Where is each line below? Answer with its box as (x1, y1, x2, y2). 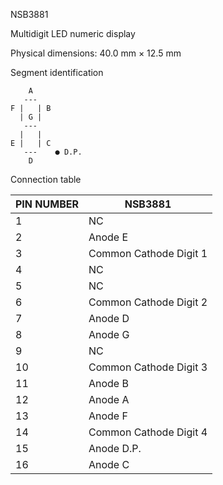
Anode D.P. (88, 442, 142, 455)
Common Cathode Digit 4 (88, 425, 208, 439)
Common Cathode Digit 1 (88, 247, 208, 260)
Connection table (10, 174, 82, 185)
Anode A (88, 393, 130, 406)
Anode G (88, 328, 130, 341)
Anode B (88, 377, 129, 390)
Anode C (88, 458, 130, 471)
